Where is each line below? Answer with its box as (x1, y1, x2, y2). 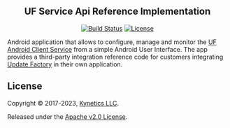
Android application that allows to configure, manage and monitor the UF (7, 38, 217, 46)
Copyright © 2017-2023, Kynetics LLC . (7, 99, 120, 107)
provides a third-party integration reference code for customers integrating (7, 52, 224, 61)
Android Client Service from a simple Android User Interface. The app (7, 45, 208, 53)
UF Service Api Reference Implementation (24, 6, 211, 17)
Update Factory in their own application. (7, 59, 123, 69)
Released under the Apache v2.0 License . (7, 112, 128, 121)
